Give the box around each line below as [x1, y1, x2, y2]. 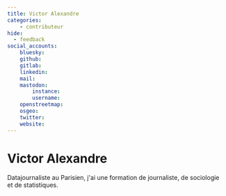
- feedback [13, 36, 45, 43]
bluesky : [19, 50, 45, 56]
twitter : [19, 114, 45, 121]
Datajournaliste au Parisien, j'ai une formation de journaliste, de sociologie [7, 174, 220, 182]
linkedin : [19, 68, 49, 75]
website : [19, 120, 45, 128]
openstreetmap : [19, 101, 64, 108]
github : [19, 56, 42, 63]
